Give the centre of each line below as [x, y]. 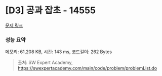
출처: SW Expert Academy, [45, 63]
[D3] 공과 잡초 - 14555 [51, 10]
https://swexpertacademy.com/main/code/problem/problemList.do [87, 68]
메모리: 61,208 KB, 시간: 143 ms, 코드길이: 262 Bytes [59, 52]
